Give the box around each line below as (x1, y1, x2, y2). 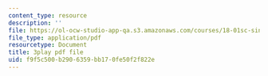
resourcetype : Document (8, 41, 88, 49)
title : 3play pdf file (8, 48, 84, 56)
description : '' (8, 19, 62, 27)
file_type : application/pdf (8, 33, 102, 42)
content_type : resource (8, 11, 88, 20)
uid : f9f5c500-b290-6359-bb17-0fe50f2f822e (8, 56, 156, 64)
